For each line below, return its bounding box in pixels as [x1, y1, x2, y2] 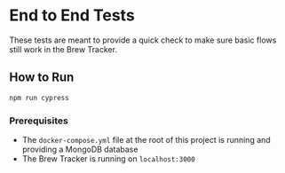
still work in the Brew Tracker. [9, 43, 118, 54]
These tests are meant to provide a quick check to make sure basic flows [9, 35, 277, 45]
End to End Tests [9, 5, 135, 26]
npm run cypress [9, 93, 69, 102]
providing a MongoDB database [21, 144, 139, 154]
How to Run [9, 70, 75, 85]
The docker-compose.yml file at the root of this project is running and [21, 134, 271, 145]
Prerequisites [9, 114, 68, 127]
